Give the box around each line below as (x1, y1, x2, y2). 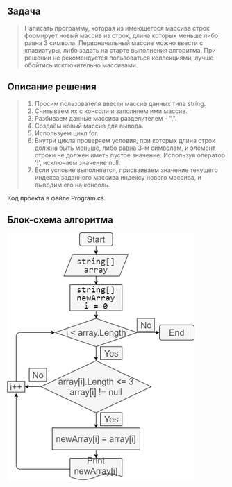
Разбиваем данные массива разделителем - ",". (34, 114, 177, 122)
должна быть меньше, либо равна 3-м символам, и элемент (34, 144, 216, 152)
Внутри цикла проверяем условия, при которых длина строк (34, 136, 215, 144)
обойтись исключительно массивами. (24, 60, 138, 69)
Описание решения (7, 81, 97, 93)
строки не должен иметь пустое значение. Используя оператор (34, 151, 226, 159)
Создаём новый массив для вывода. (34, 121, 144, 130)
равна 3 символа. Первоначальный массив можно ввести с (24, 38, 204, 47)
